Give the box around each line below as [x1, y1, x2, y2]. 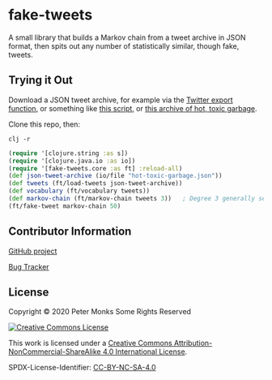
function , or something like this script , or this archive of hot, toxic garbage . [8, 103, 257, 113]
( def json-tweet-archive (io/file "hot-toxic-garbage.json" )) [8, 172, 223, 180]
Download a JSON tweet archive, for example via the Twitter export [8, 95, 233, 105]
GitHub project [8, 246, 57, 256]
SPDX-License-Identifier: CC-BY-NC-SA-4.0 [8, 363, 156, 373]
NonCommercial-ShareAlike [8, 347, 101, 356]
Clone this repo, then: [8, 119, 81, 129]
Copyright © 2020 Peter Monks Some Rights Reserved [8, 307, 192, 317]
